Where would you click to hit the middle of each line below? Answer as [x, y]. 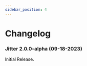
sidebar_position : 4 [26, 9]
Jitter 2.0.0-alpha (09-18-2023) [44, 49]
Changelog [28, 33]
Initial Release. [20, 59]
